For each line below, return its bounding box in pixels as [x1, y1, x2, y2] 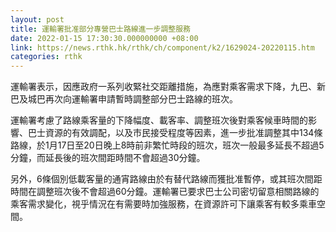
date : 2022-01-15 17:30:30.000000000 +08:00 [10, 33, 199, 43]
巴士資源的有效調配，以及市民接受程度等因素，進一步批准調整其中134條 [27, 127, 323, 139]
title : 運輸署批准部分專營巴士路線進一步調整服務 [10, 24, 191, 34]
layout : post [10, 14, 65, 25]
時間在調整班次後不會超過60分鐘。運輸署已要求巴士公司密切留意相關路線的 [10, 186, 320, 198]
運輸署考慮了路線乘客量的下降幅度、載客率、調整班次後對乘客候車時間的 [10, 114, 308, 126]
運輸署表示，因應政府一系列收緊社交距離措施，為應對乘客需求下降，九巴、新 [10, 81, 326, 93]
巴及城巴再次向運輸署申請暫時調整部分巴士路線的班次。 [10, 93, 238, 105]
